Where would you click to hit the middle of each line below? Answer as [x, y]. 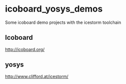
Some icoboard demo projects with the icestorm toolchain [63, 22]
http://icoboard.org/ [25, 49]
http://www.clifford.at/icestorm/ [37, 76]
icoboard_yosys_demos [54, 9]
